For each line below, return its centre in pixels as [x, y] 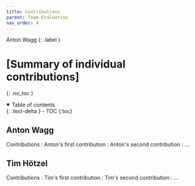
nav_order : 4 [22, 23]
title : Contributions [33, 12]
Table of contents [33, 105]
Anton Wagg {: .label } [34, 40]
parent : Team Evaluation [37, 17]
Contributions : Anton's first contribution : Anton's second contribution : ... [98, 145]
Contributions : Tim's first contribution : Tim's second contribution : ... [92, 178]
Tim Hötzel [27, 163]
